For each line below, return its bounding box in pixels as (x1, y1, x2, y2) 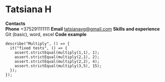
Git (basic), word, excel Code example (5, 31, 87, 37)
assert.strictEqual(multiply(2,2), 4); (14, 59, 100, 64)
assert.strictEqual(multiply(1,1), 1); (14, 50, 100, 55)
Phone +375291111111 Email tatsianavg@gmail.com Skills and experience (5, 25, 160, 32)
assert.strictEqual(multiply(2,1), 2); (14, 54, 100, 60)
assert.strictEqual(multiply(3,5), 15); (14, 63, 102, 68)
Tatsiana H (5, 4, 52, 15)
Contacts (5, 20, 26, 26)
